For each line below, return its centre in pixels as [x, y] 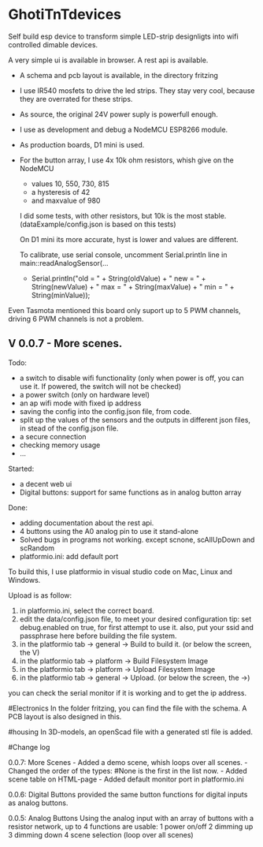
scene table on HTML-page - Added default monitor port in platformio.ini [126, 779]
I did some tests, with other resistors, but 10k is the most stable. [123, 215]
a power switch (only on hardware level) [85, 394]
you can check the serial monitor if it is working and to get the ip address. [127, 692]
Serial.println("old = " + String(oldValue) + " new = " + [119, 278]
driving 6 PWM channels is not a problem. [76, 319]
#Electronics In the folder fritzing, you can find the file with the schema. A [128, 708]
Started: [21, 468]
